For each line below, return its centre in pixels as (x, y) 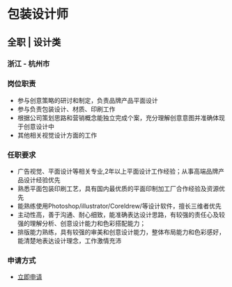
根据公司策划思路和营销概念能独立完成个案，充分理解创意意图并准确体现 (121, 117)
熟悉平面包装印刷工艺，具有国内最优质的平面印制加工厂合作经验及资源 (118, 189)
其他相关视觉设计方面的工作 (57, 135)
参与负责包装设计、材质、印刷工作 (66, 109)
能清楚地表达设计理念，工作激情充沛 (69, 241)
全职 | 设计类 (34, 42)
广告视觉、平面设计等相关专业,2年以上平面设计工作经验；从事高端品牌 (118, 172)
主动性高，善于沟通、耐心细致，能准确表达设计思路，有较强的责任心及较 (121, 215)
